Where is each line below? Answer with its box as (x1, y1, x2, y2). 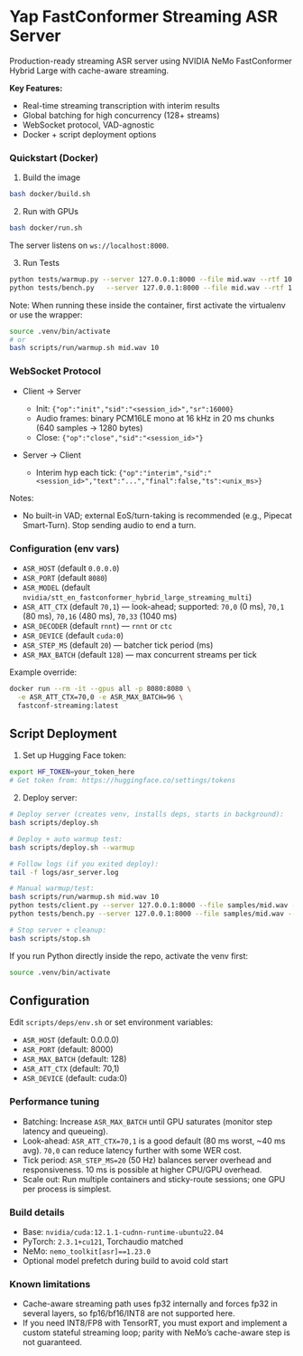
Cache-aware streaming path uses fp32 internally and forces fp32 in (22, 1298, 278, 1309)
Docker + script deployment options (22, 128, 157, 139)
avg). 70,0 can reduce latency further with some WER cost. (22, 1144, 242, 1155)
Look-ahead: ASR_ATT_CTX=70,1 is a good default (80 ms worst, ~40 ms (22, 1135, 286, 1146)
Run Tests (22, 257, 60, 268)
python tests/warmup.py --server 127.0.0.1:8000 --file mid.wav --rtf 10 (9, 274, 293, 284)
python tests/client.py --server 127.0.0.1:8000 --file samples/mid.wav (9, 901, 289, 910)
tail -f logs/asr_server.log (9, 868, 119, 877)
